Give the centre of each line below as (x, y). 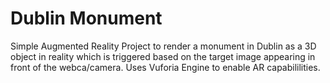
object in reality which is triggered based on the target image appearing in (163, 56)
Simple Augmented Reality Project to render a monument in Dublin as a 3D (163, 46)
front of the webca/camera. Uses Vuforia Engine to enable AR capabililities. (165, 67)
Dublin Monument (86, 18)
